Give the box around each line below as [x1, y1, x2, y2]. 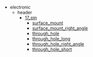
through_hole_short [32, 47, 72, 52]
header [17, 9, 32, 15]
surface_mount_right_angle [32, 25, 88, 31]
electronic [9, 4, 31, 10]
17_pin [24, 15, 37, 20]
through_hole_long [32, 36, 71, 42]
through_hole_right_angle [32, 41, 85, 47]
